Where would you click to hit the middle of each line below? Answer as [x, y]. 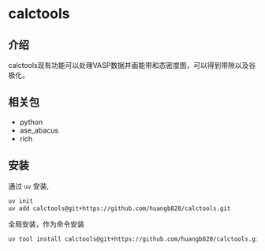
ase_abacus [39, 130]
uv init [21, 201]
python [31, 122]
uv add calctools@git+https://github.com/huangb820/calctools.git [119, 208]
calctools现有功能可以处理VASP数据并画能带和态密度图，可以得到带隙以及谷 [132, 65]
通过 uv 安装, [29, 185]
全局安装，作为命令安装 [46, 224]
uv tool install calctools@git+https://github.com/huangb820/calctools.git [135, 239]
